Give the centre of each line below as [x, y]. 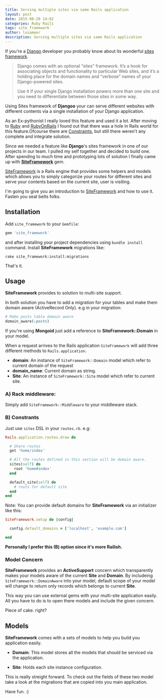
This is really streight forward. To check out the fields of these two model [79, 677]
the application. [28, 658]
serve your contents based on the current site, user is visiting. [68, 182]
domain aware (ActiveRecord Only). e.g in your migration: [63, 308]
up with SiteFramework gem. [35, 162]
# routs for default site [41, 487]
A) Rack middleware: [31, 394]
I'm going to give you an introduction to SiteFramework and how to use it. [79, 191]
